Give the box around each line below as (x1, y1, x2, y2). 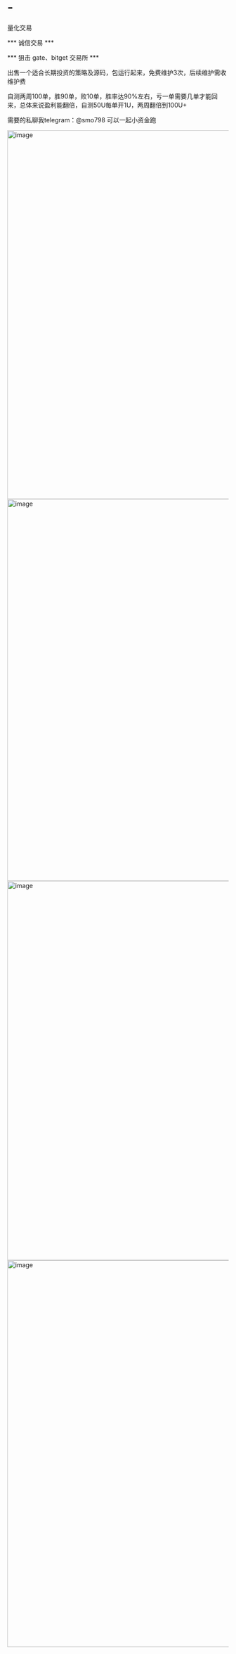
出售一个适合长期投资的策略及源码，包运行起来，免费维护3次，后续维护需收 (7, 68, 227, 77)
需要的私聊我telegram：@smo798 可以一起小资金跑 (7, 115, 157, 124)
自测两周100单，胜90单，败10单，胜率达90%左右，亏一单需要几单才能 (7, 91, 212, 101)
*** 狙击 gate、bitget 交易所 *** (7, 53, 100, 62)
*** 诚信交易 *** (7, 38, 54, 46)
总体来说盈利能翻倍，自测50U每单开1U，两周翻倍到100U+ (19, 101, 188, 109)
